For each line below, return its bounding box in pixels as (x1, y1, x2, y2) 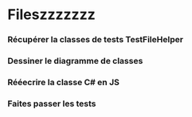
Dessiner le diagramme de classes (7, 56, 143, 67)
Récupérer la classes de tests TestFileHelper (7, 34, 184, 45)
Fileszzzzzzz (7, 6, 96, 24)
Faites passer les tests (7, 98, 96, 109)
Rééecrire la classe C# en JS (7, 76, 120, 88)
